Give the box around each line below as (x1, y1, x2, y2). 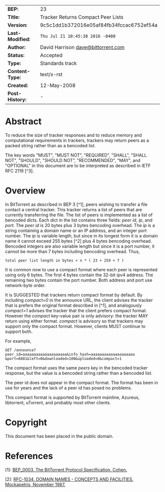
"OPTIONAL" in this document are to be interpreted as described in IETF (5, 163, 151, 168)
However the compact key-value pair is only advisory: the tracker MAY (5, 313, 148, 319)
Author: (7, 44, 26, 51)
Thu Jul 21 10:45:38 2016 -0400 (40, 33, 116, 39)
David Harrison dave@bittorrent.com (40, 44, 125, 51)
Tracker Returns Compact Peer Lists (40, 14, 124, 20)
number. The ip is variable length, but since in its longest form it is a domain (5, 232, 158, 238)
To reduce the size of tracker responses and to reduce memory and (5, 132, 142, 138)
